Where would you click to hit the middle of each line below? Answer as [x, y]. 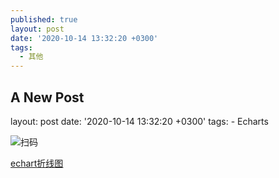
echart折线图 [37, 163]
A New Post [47, 97]
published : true [44, 19]
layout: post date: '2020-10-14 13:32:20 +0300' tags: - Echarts [139, 121]
